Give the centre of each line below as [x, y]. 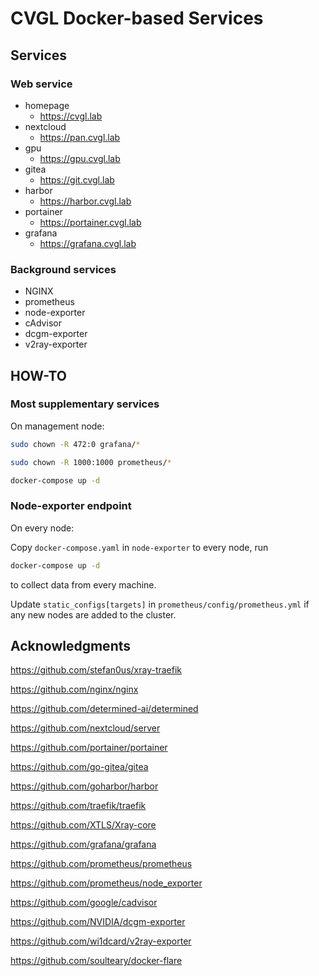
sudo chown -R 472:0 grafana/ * [75, 444]
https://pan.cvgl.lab [80, 137]
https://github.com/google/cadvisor [84, 903]
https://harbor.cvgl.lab [85, 201]
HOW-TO [39, 375]
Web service [41, 84]
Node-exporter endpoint [71, 506]
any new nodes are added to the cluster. [93, 614]
